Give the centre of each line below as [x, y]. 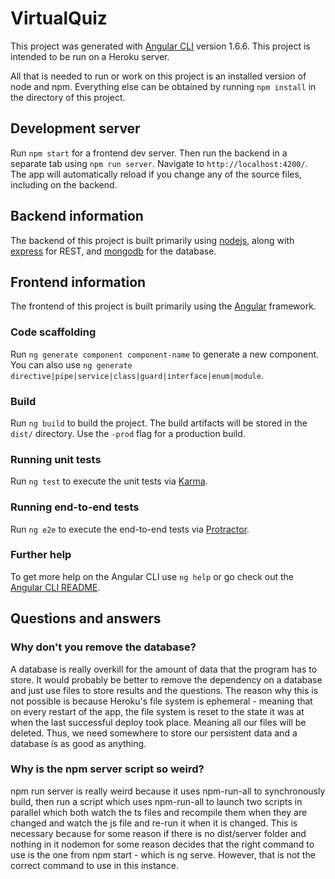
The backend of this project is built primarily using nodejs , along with [152, 240]
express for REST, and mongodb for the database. [113, 251]
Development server [75, 128]
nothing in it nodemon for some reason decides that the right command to [162, 844]
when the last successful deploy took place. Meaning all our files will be [158, 722]
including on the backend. [64, 184]
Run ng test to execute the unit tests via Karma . [109, 481]
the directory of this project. [68, 97]
